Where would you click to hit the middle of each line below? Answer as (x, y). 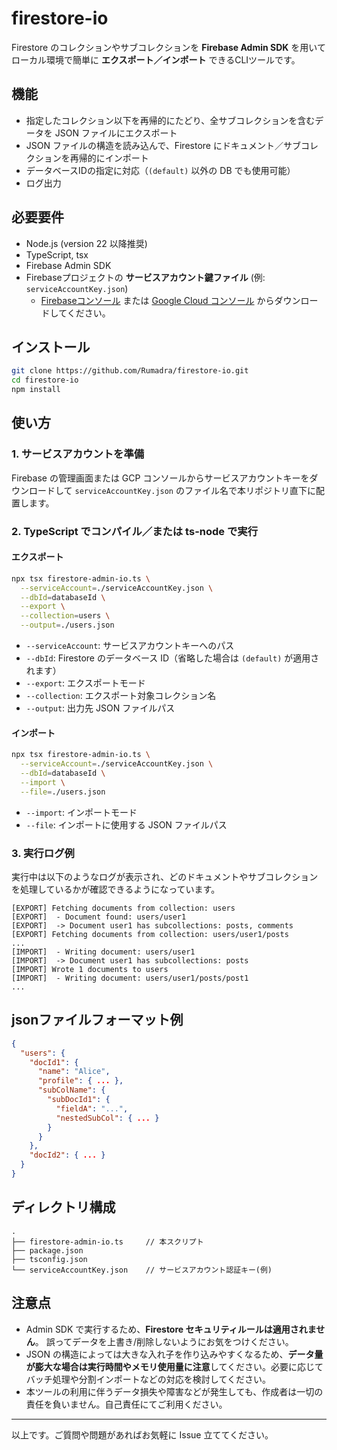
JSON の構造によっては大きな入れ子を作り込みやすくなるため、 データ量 (174, 1354)
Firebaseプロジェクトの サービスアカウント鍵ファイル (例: (145, 277)
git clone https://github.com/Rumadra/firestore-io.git (130, 371)
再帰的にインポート (109, 158)
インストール (51, 347)
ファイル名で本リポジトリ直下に (250, 490)
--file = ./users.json (63, 792)
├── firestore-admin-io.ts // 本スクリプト (107, 1242)
